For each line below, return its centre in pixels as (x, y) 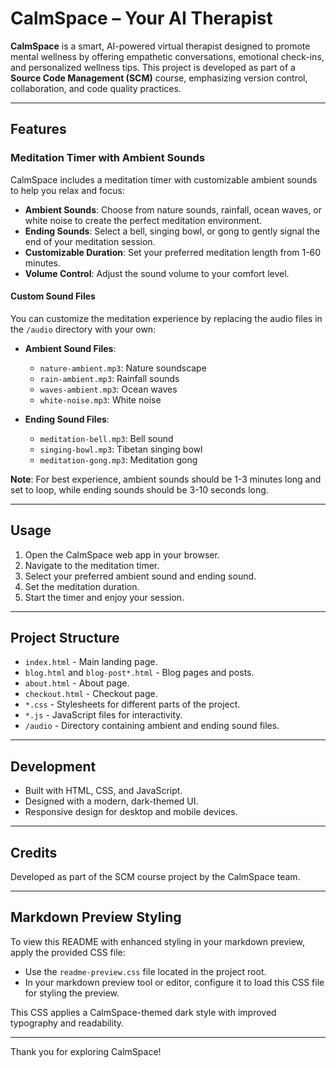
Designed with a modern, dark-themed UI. (111, 801)
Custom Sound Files (53, 296)
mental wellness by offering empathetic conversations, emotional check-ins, (167, 56)
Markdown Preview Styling (96, 917)
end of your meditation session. (90, 241)
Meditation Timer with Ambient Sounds (108, 158)
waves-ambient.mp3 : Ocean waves (108, 389)
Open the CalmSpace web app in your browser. (122, 554)
